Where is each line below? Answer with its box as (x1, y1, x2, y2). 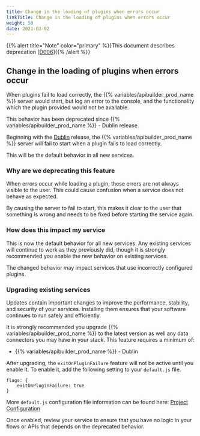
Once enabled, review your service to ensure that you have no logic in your (6, 416, 192, 423)
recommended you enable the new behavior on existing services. (6, 252, 168, 259)
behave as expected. (6, 193, 58, 200)
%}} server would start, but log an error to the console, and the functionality (6, 97, 195, 105)
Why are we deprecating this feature (6, 166, 115, 175)
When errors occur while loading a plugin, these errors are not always (6, 180, 179, 187)
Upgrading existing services (6, 285, 91, 294)
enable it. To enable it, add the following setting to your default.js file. (6, 366, 181, 373)
